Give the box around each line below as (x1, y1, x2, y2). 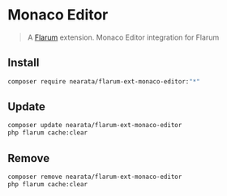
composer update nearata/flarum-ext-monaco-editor (7, 121, 182, 130)
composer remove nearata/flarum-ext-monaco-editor (7, 173, 182, 181)
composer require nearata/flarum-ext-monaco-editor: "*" (7, 77, 200, 86)
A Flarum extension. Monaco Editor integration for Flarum (27, 32, 220, 42)
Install (7, 56, 40, 70)
